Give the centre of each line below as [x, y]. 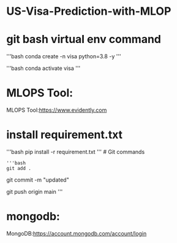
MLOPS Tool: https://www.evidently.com [57, 110]
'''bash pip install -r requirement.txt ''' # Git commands [76, 152]
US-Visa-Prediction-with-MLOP [89, 11]
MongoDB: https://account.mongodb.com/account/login [77, 233]
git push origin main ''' [35, 192]
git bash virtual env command [84, 40]
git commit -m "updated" [38, 180]
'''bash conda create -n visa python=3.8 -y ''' [64, 56]
